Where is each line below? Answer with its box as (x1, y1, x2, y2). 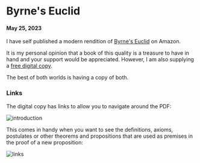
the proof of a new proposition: (6, 138, 83, 146)
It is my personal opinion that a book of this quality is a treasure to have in (6, 49, 190, 57)
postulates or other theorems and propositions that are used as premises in (6, 132, 193, 140)
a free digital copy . (6, 62, 53, 70)
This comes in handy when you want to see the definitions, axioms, (6, 126, 173, 133)
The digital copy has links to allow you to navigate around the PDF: (6, 102, 172, 109)
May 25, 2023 (6, 24, 42, 31)
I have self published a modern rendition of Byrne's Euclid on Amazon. (6, 38, 181, 45)
